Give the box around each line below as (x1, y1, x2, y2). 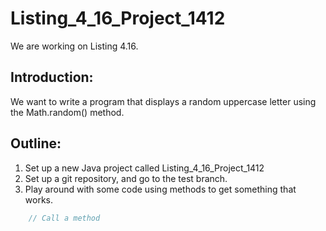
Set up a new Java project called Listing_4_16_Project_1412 (24, 162, 265, 174)
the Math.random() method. (10, 106, 125, 118)
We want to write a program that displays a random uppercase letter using (10, 95, 317, 107)
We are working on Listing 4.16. (10, 40, 139, 52)
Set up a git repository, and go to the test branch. (24, 172, 228, 184)
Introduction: (10, 69, 94, 86)
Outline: (10, 135, 62, 152)
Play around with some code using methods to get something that (24, 183, 297, 195)
